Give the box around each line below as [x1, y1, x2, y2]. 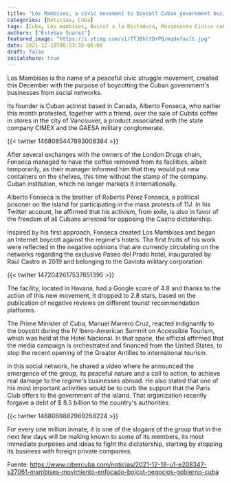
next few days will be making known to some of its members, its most [7, 432, 204, 440]
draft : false [7, 49, 45, 56]
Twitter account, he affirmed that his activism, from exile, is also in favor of [7, 207, 219, 215]
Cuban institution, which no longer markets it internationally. [7, 180, 177, 188]
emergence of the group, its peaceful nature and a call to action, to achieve [7, 369, 221, 377]
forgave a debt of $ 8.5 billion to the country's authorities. [7, 398, 170, 407]
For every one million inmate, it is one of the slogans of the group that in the [7, 425, 222, 433]
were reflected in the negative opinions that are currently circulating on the [7, 242, 219, 251]
